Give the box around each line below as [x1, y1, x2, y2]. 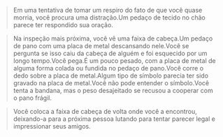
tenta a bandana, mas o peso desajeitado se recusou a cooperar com [13, 87, 214, 94]
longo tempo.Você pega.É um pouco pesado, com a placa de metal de [13, 57, 216, 65]
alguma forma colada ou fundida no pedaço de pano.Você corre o [13, 64, 204, 72]
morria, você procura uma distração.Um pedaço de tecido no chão [13, 13, 206, 22]
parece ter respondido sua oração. [13, 21, 113, 29]
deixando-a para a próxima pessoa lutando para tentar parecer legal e [13, 115, 216, 123]
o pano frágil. [13, 94, 52, 102]
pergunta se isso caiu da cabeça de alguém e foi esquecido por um [13, 49, 208, 57]
